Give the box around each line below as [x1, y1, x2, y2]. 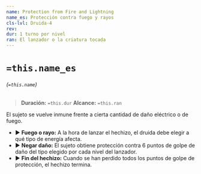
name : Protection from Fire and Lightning [6, 8, 114, 15]
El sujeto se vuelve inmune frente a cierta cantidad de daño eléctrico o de [6, 111, 189, 118]
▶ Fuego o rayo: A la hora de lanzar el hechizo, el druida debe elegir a [14, 129, 190, 136]
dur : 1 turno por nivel [6, 31, 66, 37]
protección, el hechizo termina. [14, 161, 92, 169]
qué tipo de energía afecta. [14, 135, 82, 143]
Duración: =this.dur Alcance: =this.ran [20, 99, 122, 107]
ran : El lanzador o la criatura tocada [6, 37, 106, 43]
